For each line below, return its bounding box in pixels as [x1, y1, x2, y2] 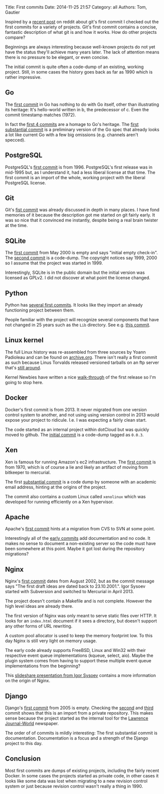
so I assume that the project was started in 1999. [5, 260, 103, 266]
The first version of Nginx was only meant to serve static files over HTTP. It [5, 613, 157, 619]
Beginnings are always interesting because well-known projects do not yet [5, 44, 156, 49]
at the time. [5, 222, 28, 228]
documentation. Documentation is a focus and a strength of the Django [5, 735, 148, 741]
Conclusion [5, 754, 41, 763]
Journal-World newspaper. [5, 720, 59, 726]
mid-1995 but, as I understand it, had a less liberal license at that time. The [5, 169, 156, 175]
